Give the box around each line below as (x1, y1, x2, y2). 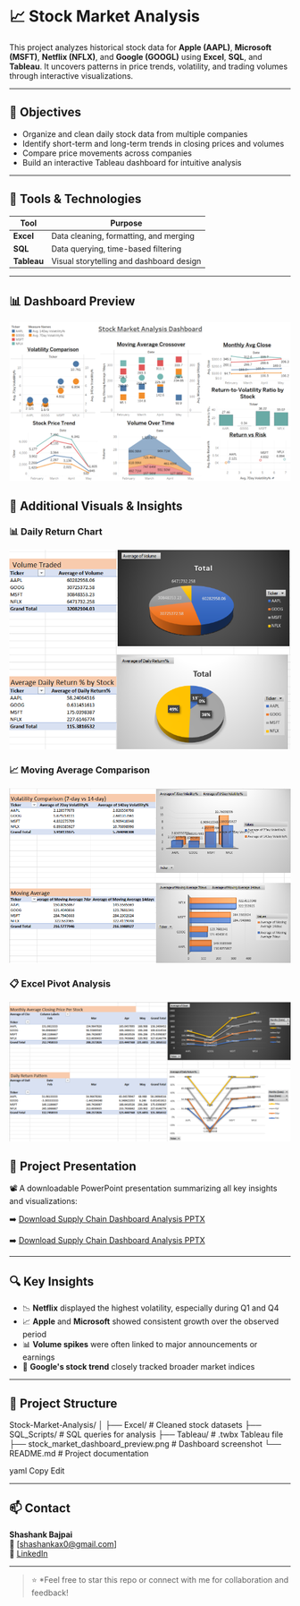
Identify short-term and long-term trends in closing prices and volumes (21, 138, 285, 149)
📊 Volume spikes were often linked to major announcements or (21, 1339, 258, 1350)
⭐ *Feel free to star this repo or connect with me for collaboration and (30, 1574, 289, 1585)
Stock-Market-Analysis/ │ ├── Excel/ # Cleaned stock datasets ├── (9, 1420, 262, 1431)
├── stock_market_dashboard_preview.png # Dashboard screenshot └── (9, 1439, 281, 1449)
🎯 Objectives (9, 105, 82, 120)
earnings (21, 1352, 55, 1363)
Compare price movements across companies (21, 148, 192, 158)
